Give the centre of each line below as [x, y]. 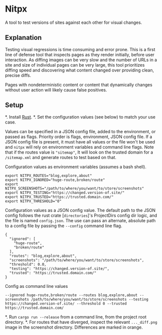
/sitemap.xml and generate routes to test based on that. [61, 157]
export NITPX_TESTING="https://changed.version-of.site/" [65, 193]
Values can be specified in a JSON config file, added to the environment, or [81, 131]
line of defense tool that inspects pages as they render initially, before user [80, 54]
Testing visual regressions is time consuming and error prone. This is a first [80, 49]
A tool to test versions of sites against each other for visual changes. [73, 22]
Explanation [24, 38]
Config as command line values [36, 286]
